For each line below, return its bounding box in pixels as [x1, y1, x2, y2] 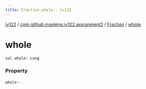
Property [5, 67, 28, 74]
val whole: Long [5, 56, 40, 61]
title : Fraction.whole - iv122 [5, 7, 71, 13]
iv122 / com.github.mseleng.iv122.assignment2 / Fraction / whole [5, 21, 141, 27]
